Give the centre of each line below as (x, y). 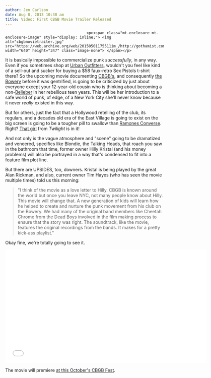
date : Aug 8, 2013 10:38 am (35, 15)
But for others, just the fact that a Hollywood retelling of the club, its (76, 113)
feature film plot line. (27, 160)
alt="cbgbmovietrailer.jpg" (35, 42)
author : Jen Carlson (27, 10)
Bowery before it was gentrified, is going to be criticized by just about (78, 82)
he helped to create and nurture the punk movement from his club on (89, 206)
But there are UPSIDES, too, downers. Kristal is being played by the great (81, 170)
